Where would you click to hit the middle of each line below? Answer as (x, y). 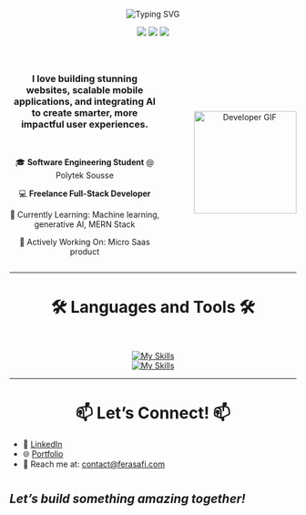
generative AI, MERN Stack (85, 224)
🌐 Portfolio (43, 454)
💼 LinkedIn (42, 444)
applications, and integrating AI (85, 102)
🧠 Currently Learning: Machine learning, (85, 215)
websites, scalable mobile (85, 90)
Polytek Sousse (85, 175)
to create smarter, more (85, 113)
